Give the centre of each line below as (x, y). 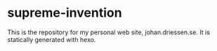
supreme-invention (65, 13)
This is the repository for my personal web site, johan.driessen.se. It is (109, 32)
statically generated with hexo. (52, 39)
